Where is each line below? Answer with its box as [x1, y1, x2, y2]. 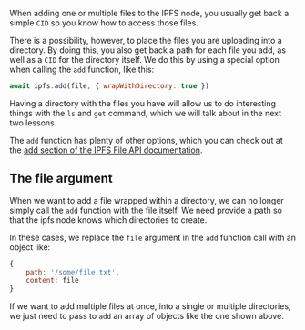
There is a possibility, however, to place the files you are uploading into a [9, 35, 282, 45]
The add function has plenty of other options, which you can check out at [9, 135, 284, 145]
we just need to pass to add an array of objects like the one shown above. [9, 311, 284, 322]
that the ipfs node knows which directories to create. [9, 214, 208, 225]
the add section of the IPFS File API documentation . [9, 145, 203, 155]
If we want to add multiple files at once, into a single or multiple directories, [9, 301, 291, 312]
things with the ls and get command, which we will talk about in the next [9, 107, 282, 118]
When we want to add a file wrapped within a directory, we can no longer [9, 195, 284, 205]
